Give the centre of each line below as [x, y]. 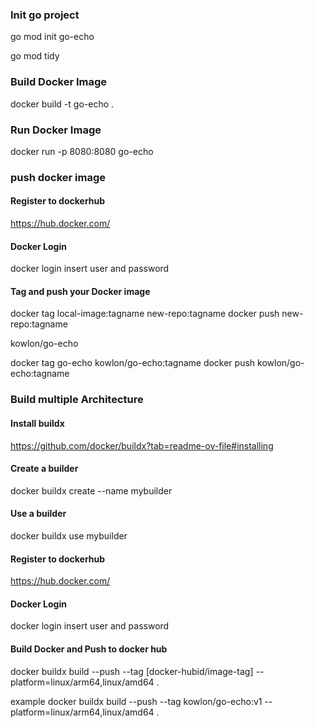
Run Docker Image [56, 130]
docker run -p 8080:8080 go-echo [82, 151]
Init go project [45, 15]
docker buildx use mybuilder [69, 535]
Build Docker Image [59, 82]
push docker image [58, 177]
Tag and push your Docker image [80, 291]
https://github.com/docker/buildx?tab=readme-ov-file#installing [142, 445]
